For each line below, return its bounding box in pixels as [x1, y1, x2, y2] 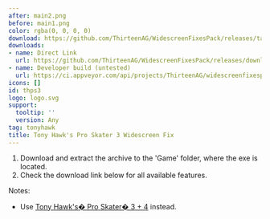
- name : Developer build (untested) [8, 64, 131, 72]
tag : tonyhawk [8, 124, 56, 132]
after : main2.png [8, 11, 67, 20]
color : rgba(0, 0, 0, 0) [8, 26, 92, 34]
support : [8, 101, 38, 109]
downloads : [8, 42, 45, 50]
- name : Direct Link [8, 49, 78, 57]
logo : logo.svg [8, 94, 59, 102]
